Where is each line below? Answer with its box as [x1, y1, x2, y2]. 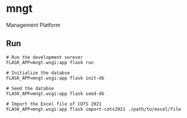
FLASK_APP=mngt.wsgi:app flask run [6, 59, 94, 65]
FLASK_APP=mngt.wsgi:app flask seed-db [6, 91, 105, 97]
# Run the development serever [6, 54, 83, 60]
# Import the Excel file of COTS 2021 [6, 101, 102, 107]
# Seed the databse [6, 85, 54, 91]
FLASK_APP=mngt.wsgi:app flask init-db [6, 75, 105, 81]
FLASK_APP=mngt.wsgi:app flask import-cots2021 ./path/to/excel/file [6, 106, 182, 112]
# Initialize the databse [6, 70, 70, 76]
